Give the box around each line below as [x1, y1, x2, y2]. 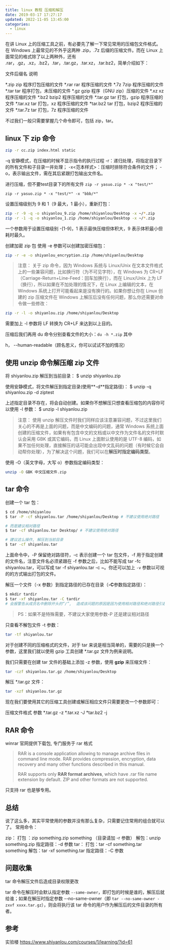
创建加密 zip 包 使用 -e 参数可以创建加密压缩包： [5, 242, 107, 249]
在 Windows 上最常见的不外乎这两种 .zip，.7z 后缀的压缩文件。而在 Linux [5, 47, 158, 53]
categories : [5, 21, 30, 27]
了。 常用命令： [5, 824, 38, 830]
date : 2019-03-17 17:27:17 [5, 12, 62, 17]
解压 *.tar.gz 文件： [5, 679, 45, 685]
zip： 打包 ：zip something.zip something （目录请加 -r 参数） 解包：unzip [5, 835, 161, 841]
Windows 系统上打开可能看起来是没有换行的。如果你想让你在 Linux [17, 288, 158, 294]
